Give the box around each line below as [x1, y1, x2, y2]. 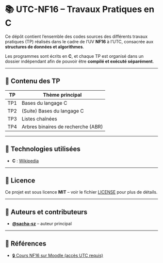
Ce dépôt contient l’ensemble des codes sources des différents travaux [5, 33, 148, 39]
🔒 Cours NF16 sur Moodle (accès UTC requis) [12, 253, 103, 258]
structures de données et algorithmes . [5, 44, 84, 49]
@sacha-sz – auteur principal [12, 221, 72, 227]
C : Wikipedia [12, 158, 39, 164]
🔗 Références [5, 239, 47, 247]
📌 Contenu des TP [5, 77, 61, 85]
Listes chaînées [21, 115, 57, 122]
